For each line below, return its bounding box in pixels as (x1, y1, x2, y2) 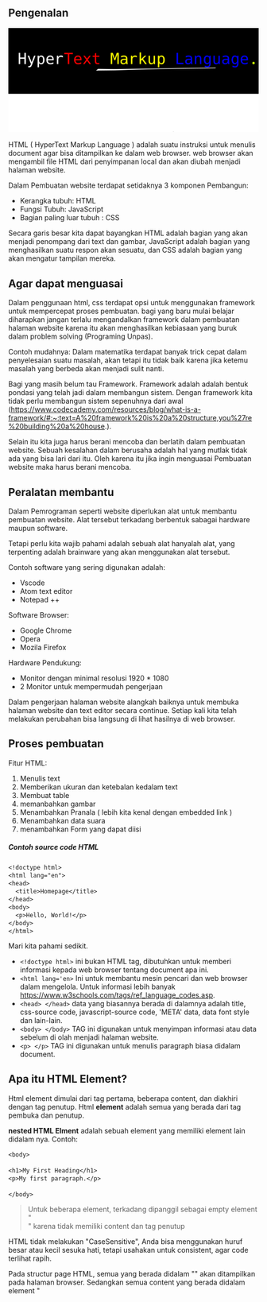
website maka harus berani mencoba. (8, 463, 132, 472)
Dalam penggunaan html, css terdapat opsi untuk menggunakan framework (8, 298, 256, 308)
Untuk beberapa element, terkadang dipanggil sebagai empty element (27, 1204, 258, 1214)
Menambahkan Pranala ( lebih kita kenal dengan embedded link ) (19, 807, 233, 817)
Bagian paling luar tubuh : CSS (19, 213, 120, 223)
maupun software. (8, 523, 68, 533)
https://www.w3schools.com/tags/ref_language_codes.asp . (19, 990, 216, 1000)
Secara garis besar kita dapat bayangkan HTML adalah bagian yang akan (8, 228, 249, 238)
